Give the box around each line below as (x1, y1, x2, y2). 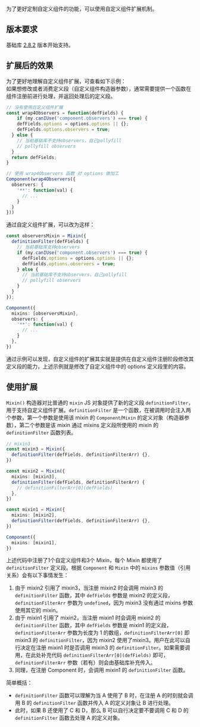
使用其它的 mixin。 (14, 607, 61, 614)
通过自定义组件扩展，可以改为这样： (6, 221, 95, 228)
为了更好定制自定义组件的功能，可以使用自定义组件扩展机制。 (6, 5, 158, 12)
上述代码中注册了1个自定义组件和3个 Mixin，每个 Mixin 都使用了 (6, 557, 162, 564)
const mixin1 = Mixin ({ (6, 507, 65, 513)
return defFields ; (11, 154, 58, 160)
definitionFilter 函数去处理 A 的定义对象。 (14, 714, 123, 722)
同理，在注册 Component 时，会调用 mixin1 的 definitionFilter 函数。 (14, 667, 189, 674)
